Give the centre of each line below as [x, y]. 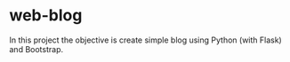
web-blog [46, 15]
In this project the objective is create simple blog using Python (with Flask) [145, 40]
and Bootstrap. [36, 49]
